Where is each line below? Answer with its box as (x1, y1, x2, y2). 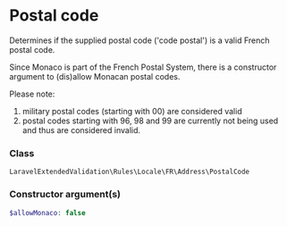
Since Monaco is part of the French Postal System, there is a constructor (9, 62, 277, 72)
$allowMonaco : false (9, 208, 87, 217)
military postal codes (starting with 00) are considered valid (21, 105, 243, 116)
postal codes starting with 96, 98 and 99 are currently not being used (21, 115, 279, 126)
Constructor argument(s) (9, 188, 121, 201)
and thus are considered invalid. (21, 124, 141, 135)
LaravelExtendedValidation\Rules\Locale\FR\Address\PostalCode (9, 167, 250, 177)
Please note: (9, 88, 55, 99)
